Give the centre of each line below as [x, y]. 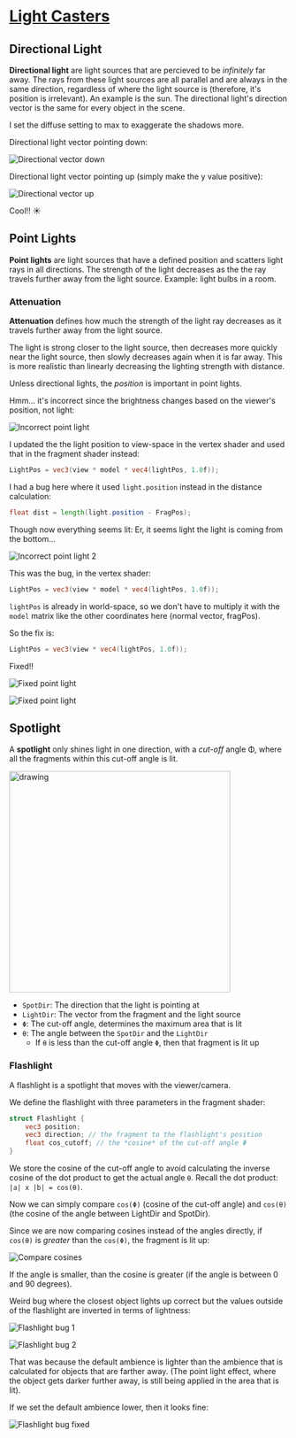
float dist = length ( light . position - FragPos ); [100, 512]
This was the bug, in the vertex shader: [80, 573]
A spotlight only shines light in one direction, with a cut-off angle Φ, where [146, 749]
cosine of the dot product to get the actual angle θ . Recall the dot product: [144, 1178]
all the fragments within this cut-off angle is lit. [94, 759]
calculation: [30, 496]
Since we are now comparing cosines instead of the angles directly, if [136, 1231]
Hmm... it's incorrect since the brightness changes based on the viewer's [142, 401]
